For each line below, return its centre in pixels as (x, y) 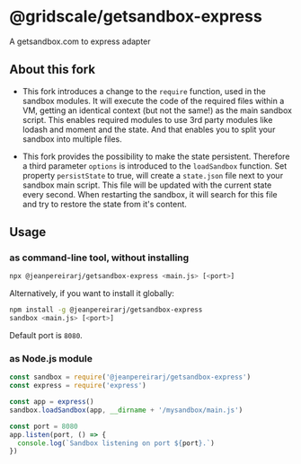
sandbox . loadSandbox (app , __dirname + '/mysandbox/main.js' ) (126, 410)
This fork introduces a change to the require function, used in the (144, 91)
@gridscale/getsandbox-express (136, 17)
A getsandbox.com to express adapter (80, 41)
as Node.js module (51, 358)
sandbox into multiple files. (72, 139)
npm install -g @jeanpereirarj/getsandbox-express (106, 310)
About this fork (53, 70)
